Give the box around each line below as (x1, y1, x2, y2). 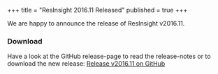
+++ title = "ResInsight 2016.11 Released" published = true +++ (7, 6, 188, 14)
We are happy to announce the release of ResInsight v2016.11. (7, 19, 185, 27)
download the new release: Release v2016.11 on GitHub (7, 59, 166, 68)
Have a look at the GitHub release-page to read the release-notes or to (7, 52, 211, 61)
